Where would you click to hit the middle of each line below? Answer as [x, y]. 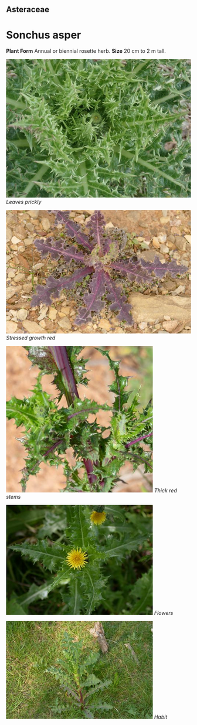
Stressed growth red [31, 338]
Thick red [165, 490]
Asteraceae [28, 10]
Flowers [164, 612]
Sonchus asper [44, 35]
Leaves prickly [24, 202]
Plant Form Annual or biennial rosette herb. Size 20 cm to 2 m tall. [86, 51]
